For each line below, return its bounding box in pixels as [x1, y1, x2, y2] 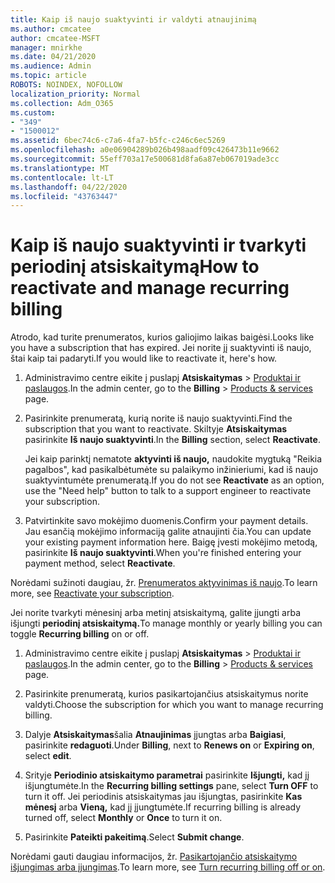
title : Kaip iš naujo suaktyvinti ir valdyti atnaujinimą [10, 14, 257, 25]
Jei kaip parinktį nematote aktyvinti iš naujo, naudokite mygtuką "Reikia [24, 453, 323, 465]
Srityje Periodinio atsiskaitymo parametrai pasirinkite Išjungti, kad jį [24, 769, 310, 781]
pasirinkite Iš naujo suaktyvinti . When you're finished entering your [24, 547, 302, 559]
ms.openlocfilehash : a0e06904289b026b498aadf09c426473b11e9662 [10, 145, 280, 155]
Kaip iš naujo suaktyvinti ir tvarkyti [10, 234, 307, 257]
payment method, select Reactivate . [24, 557, 176, 570]
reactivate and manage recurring [10, 277, 290, 300]
